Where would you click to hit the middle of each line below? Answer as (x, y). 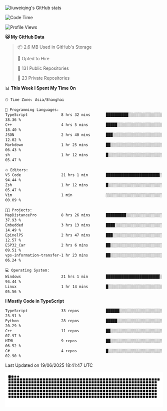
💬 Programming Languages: (32, 110)
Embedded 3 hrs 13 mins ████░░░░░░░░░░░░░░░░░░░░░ (84, 225)
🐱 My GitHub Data (25, 37)
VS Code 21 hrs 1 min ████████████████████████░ (84, 175)
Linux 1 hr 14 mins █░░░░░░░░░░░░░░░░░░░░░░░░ (84, 287)
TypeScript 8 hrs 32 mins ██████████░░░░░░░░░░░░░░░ (84, 115)
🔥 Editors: (17, 170)
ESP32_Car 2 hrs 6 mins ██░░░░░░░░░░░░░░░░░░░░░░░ (84, 245)
